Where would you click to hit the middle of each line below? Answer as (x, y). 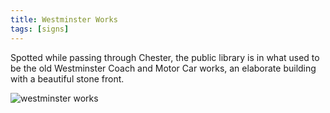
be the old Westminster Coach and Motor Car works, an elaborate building (163, 68)
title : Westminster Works (64, 19)
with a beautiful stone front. (67, 78)
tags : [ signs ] (40, 29)
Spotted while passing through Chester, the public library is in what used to (165, 57)
